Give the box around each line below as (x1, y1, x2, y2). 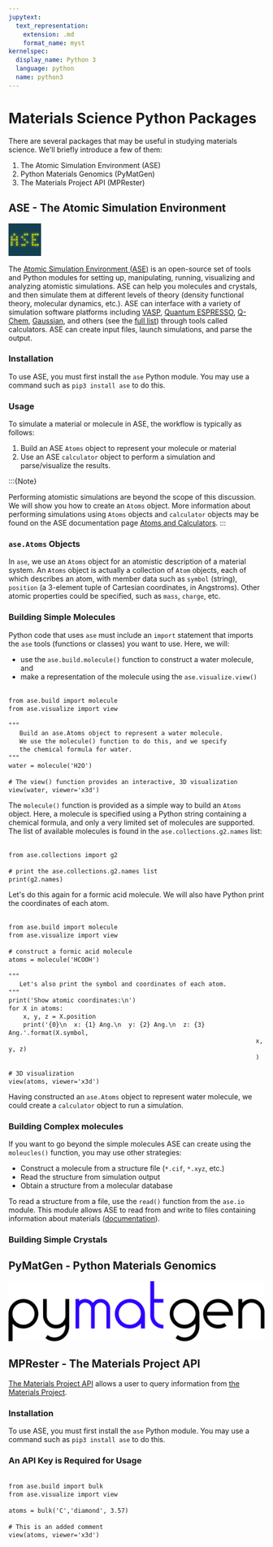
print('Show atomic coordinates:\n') (8, 996, 136, 1004)
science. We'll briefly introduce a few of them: (8, 145, 162, 154)
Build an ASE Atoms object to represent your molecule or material (19, 444, 237, 453)
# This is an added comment (8, 1523, 104, 1532)
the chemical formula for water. (19, 745, 132, 753)
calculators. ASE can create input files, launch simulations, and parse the (8, 324, 253, 334)
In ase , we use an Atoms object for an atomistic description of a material (8, 557, 246, 566)
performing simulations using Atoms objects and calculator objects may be (8, 509, 259, 519)
